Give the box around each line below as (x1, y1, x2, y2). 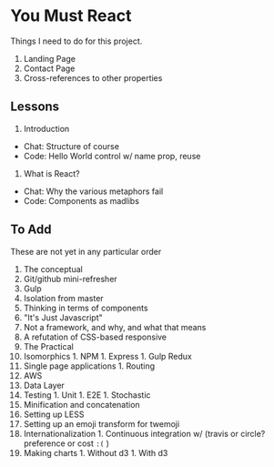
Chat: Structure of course (23, 140, 119, 151)
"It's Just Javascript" (23, 311, 103, 323)
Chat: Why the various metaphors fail (23, 186, 164, 197)
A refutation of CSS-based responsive (23, 331, 167, 342)
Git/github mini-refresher (23, 273, 117, 284)
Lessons (10, 99, 60, 115)
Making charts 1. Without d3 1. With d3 (23, 447, 168, 458)
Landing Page (23, 53, 76, 64)
